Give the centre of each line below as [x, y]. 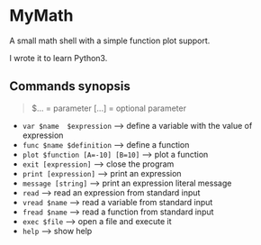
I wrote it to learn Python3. [58, 58]
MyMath [41, 16]
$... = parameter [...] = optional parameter [109, 108]
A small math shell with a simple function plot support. [110, 41]
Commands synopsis [70, 86]
